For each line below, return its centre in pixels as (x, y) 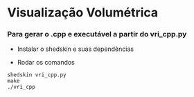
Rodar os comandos (46, 63)
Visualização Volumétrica (83, 13)
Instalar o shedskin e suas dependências (75, 49)
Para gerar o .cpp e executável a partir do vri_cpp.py (97, 34)
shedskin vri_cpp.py (37, 75)
